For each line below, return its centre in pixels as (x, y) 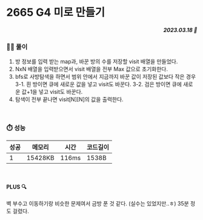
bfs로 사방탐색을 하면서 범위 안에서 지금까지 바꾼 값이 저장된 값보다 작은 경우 (105, 76)
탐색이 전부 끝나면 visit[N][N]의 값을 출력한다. (69, 99)
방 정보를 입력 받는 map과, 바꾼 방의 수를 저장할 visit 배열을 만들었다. (96, 61)
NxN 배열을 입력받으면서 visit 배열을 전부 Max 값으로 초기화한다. (92, 69)
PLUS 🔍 (17, 187)
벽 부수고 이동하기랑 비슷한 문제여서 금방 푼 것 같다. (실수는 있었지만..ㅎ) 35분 (98, 204)
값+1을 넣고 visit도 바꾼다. (52, 92)
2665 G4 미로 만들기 (56, 12)
